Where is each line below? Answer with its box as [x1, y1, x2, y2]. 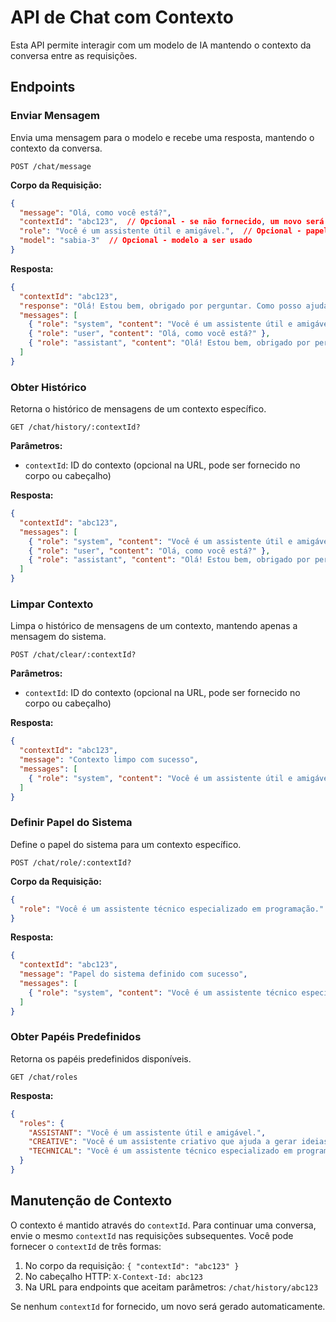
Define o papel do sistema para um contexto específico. [10, 838, 242, 850]
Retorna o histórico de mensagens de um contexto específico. [10, 403, 267, 415]
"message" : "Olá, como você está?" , [19, 207, 172, 218]
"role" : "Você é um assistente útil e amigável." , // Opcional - [19, 226, 302, 236]
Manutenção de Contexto [10, 1192, 173, 1210]
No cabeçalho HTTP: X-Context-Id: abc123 [24, 1270, 203, 1282]
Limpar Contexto [10, 597, 94, 611]
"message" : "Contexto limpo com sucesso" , [19, 755, 199, 765]
